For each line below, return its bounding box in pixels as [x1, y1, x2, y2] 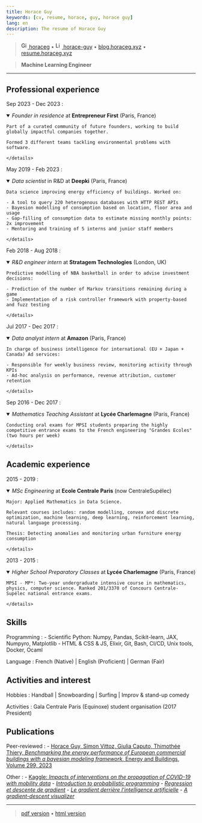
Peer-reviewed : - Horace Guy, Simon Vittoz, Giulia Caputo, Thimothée [6, 742, 180, 750]
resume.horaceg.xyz [20, 49, 72, 57]
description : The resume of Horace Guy [6, 25, 106, 32]
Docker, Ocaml [6, 646, 43, 653]
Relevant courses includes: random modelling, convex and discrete [6, 509, 179, 515]
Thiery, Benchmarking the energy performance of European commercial [6, 749, 186, 756]
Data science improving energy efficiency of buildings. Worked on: [6, 189, 182, 196]
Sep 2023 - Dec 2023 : [6, 100, 64, 108]
